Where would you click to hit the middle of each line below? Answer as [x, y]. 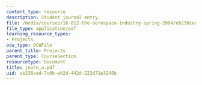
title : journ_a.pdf [31, 67]
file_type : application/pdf [41, 28]
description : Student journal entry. [54, 17]
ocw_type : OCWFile [29, 45]
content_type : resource [36, 12]
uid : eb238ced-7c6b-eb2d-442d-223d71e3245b [62, 73]
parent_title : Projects [36, 51]
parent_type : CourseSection [41, 56]
